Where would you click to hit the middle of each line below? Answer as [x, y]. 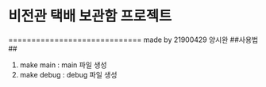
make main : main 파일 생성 [63, 65]
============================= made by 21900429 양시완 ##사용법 [133, 40]
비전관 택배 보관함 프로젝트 [90, 16]
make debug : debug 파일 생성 [68, 74]
